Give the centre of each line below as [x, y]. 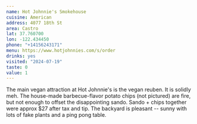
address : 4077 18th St [34, 23]
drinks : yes [21, 56]
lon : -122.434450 [28, 39]
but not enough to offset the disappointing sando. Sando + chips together [96, 103]
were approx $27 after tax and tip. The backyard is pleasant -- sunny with [97, 108]
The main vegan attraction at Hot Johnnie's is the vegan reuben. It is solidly [99, 89]
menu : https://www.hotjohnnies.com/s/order [61, 51]
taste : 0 [17, 67]
